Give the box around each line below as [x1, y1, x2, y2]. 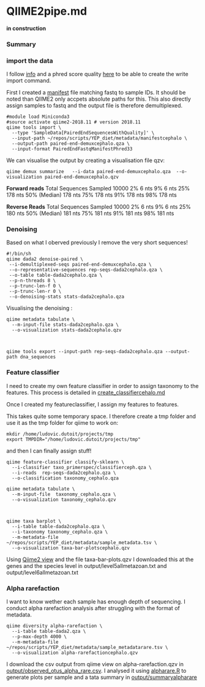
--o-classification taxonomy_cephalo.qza [12, 475, 119, 481]
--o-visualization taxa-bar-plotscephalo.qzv [12, 545, 130, 551]
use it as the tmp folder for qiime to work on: [6, 419, 118, 426]
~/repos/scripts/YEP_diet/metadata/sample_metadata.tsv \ [6, 539, 157, 546]
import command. [6, 77, 51, 84]
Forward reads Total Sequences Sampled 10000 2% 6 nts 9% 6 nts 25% [6, 185, 190, 192]
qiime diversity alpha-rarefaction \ [6, 623, 103, 629]
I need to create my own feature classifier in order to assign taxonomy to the [6, 382, 199, 389]
